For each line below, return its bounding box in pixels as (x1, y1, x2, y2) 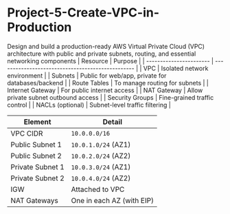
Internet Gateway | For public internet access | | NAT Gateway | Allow (7, 86, 203, 94)
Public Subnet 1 (10, 140, 62, 149)
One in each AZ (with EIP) (71, 195, 154, 205)
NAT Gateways (10, 195, 58, 205)
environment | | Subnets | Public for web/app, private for (7, 71, 167, 80)
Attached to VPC (71, 184, 125, 194)
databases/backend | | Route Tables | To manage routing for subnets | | (7, 78, 209, 87)
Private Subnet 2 (10, 173, 65, 183)
